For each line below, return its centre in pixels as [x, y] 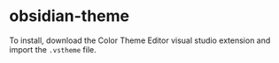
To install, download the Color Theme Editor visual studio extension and [140, 40]
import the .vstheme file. [53, 49]
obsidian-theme [70, 16]
